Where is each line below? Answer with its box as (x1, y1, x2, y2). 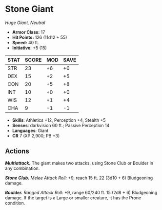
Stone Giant (5, 3, 54, 15)
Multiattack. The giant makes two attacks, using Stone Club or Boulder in (5, 160, 154, 166)
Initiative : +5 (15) (12, 45, 47, 51)
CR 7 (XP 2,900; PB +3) (12, 132, 60, 138)
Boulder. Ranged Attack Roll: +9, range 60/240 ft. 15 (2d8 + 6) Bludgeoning (5, 189, 158, 195)
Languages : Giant (12, 128, 49, 133)
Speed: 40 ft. (12, 39, 40, 45)
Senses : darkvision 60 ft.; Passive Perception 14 (12, 122, 110, 128)
